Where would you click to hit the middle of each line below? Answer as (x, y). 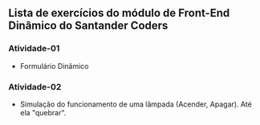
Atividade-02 (35, 87)
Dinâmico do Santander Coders (88, 26)
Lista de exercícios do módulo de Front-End (119, 13)
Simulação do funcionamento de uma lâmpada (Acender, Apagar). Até (136, 104)
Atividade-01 (34, 49)
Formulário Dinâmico (54, 66)
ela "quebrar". (43, 112)
